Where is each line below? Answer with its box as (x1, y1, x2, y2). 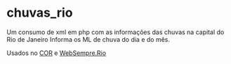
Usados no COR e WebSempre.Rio (6, 49, 107, 57)
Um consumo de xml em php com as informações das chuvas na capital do (6, 28, 225, 36)
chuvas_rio (6, 5, 73, 21)
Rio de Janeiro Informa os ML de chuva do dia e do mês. (6, 35, 170, 43)
